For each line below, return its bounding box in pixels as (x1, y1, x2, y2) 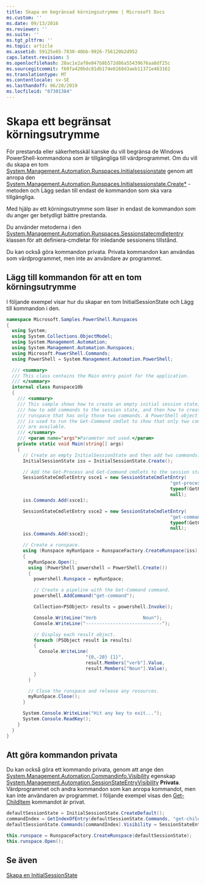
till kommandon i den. (6, 305, 60, 312)
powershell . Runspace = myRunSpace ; (33, 576, 124, 582)
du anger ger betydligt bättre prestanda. (6, 211, 107, 219)
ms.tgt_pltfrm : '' (6, 37, 53, 43)
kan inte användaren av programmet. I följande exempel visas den (6, 792, 172, 800)
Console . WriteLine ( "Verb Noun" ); (33, 615, 163, 621)
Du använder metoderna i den (6, 223, 82, 231)
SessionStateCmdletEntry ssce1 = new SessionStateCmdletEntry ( (22, 474, 187, 481)
